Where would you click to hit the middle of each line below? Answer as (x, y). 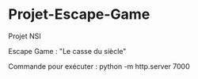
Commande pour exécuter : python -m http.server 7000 (99, 66)
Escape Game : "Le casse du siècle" (67, 51)
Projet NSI (25, 36)
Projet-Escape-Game (79, 14)
